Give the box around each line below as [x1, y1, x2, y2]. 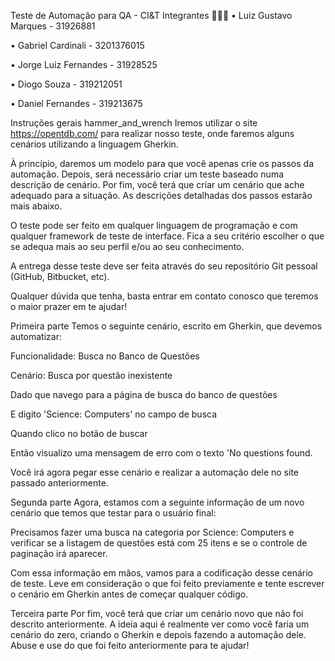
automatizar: [10, 331, 62, 342]
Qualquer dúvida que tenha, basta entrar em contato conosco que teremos [10, 290, 319, 302]
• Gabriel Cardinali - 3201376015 [10, 40, 145, 51]
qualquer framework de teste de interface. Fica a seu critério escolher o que [10, 230, 325, 242]
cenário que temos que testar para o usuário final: [10, 507, 217, 519]
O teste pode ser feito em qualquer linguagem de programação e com [10, 220, 298, 231]
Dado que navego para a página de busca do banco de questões [10, 389, 278, 400]
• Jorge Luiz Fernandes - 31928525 [10, 59, 158, 70]
